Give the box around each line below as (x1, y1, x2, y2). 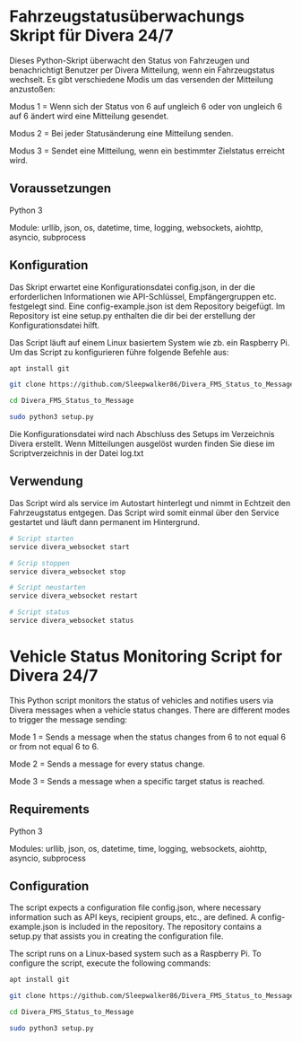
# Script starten (9, 534, 74, 543)
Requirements (9, 801, 90, 818)
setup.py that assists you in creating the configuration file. (9, 931, 224, 941)
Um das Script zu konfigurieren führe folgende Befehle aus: (9, 346, 229, 357)
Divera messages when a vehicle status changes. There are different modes (9, 705, 290, 715)
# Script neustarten (9, 583, 87, 592)
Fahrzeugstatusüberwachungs (9, 6, 245, 27)
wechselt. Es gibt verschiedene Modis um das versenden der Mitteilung (9, 74, 273, 84)
